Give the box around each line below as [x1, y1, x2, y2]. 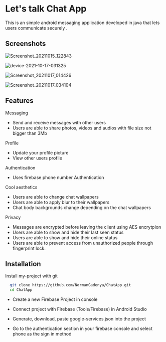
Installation [5, 259, 41, 268]
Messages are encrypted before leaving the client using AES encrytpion [12, 224, 161, 230]
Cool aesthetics [5, 184, 38, 190]
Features [5, 96, 34, 105]
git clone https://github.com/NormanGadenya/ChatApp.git [10, 283, 131, 288]
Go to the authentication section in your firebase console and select [12, 325, 153, 331]
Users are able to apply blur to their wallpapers [12, 199, 110, 205]
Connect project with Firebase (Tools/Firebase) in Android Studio [12, 306, 147, 312]
